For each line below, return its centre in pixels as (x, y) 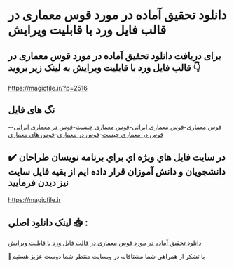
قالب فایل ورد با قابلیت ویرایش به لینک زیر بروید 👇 (104, 68)
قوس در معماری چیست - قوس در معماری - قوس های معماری (86, 134)
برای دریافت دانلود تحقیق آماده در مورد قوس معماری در (115, 56)
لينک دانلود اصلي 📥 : (48, 223)
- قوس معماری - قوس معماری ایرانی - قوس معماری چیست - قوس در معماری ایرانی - (115, 127)
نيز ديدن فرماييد (38, 183)
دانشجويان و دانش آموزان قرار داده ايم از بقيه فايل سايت (117, 172)
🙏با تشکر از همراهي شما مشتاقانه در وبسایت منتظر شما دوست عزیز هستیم (106, 257)
